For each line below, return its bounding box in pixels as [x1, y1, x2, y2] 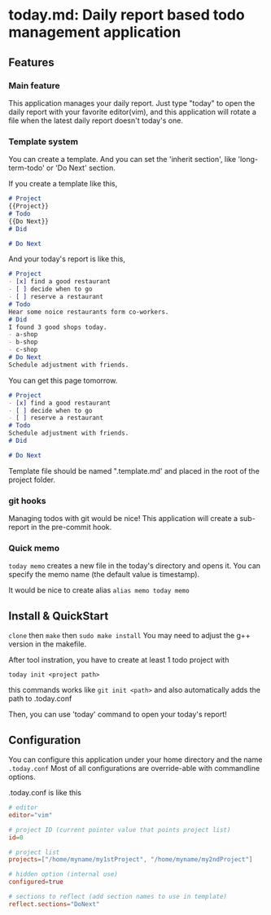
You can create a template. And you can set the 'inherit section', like [8, 155, 237, 164]
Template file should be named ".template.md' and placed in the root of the [8, 466, 260, 475]
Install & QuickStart [8, 609, 109, 623]
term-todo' [8, 163, 45, 173]
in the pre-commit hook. [31, 523, 112, 532]
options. [8, 772, 37, 782]
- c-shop [8, 346, 38, 354]
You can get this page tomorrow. [8, 375, 118, 385]
